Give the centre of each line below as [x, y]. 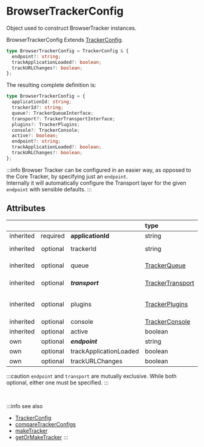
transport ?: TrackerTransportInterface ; [63, 119]
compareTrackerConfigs [45, 424]
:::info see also [25, 406]
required [53, 236]
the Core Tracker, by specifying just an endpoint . [67, 176]
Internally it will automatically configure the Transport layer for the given [96, 183]
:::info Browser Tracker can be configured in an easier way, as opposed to [99, 170]
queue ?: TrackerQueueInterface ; [53, 113]
